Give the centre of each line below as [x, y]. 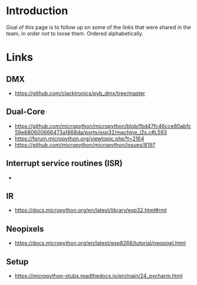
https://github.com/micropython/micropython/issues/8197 [85, 145]
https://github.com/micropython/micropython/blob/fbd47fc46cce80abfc [103, 126]
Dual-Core [26, 112]
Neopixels [25, 229]
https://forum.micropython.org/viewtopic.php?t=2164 [79, 138]
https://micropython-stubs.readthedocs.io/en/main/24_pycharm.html [98, 276]
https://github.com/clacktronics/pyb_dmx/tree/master [80, 93]
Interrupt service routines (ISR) [64, 163]
